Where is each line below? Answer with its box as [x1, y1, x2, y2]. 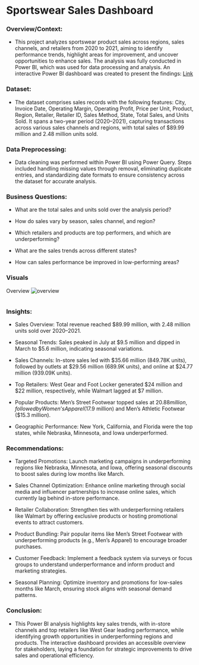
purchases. [14, 543, 43, 550]
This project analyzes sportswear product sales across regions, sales [14, 38, 185, 45]
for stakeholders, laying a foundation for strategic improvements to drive [14, 645, 192, 652]
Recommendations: [6, 444, 64, 452]
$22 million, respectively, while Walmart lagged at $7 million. [14, 387, 163, 394]
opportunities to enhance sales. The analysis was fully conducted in [14, 57, 181, 64]
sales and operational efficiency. [14, 651, 94, 659]
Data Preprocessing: [6, 145, 67, 153]
